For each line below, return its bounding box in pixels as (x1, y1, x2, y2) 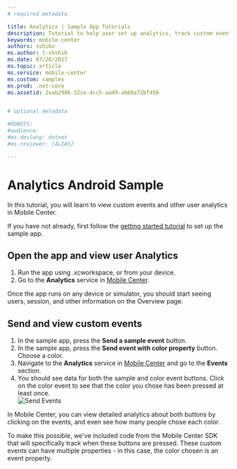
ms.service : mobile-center (7, 69, 87, 76)
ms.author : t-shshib (7, 50, 68, 57)
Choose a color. (17, 352, 63, 360)
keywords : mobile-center (7, 36, 80, 43)
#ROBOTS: (7, 121, 33, 128)
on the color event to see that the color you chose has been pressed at (17, 381, 224, 390)
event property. (7, 454, 52, 463)
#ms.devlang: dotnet (7, 134, 68, 141)
